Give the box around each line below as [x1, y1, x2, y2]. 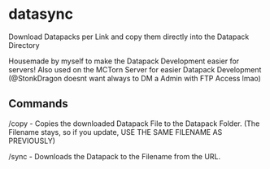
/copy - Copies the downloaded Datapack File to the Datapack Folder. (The [8, 119, 260, 128]
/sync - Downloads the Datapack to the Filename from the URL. [8, 151, 221, 161]
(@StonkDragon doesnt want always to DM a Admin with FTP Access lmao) [8, 73, 262, 83]
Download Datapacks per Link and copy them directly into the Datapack [8, 32, 250, 41]
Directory [8, 40, 40, 50]
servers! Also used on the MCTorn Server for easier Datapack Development [8, 64, 262, 74]
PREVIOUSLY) [8, 136, 55, 145]
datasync [8, 5, 73, 24]
